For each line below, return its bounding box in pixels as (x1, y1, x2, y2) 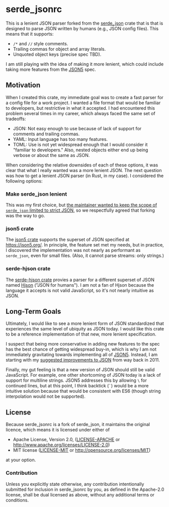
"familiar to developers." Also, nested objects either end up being (13, 147, 148, 153)
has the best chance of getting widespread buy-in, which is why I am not (6, 346, 157, 353)
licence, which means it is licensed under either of (6, 427, 110, 433)
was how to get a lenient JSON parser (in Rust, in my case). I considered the (6, 173, 164, 179)
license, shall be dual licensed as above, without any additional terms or (6, 491, 155, 497)
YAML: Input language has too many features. (13, 136, 108, 142)
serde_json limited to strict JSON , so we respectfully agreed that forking (6, 207, 155, 213)
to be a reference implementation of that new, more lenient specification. (6, 331, 156, 337)
